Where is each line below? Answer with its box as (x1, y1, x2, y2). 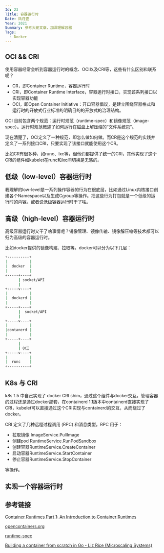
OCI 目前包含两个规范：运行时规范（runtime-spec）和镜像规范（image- (5, 118, 150, 123)
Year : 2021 (5, 21, 27, 26)
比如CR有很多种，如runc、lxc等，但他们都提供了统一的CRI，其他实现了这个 (5, 150, 157, 157)
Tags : (5, 30, 16, 35)
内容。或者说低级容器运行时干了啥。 (18, 199, 91, 205)
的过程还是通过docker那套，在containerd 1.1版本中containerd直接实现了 (5, 399, 149, 405)
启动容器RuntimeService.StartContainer (12, 450, 92, 456)
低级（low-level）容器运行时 (5, 172, 92, 181)
